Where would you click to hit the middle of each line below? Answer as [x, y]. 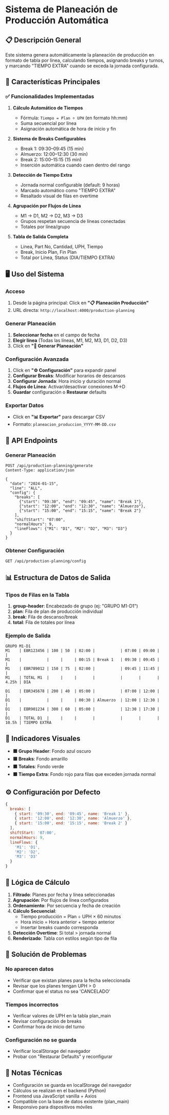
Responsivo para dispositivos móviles [52, 1107]
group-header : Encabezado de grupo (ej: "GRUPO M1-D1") [75, 606]
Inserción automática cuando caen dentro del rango [75, 165]
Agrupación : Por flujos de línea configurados [61, 900]
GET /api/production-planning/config [46, 561]
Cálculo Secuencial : [34, 911]
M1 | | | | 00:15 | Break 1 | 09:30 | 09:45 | [82, 660]
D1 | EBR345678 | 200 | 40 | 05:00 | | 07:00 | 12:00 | [82, 691]
